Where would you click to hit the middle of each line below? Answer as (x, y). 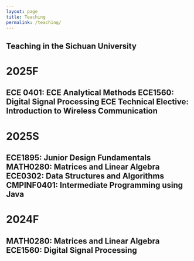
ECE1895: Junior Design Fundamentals (79, 158)
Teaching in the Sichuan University (71, 46)
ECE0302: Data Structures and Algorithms (85, 176)
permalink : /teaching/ (34, 22)
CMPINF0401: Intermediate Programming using (95, 185)
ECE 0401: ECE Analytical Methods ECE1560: (90, 93)
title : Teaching (26, 17)
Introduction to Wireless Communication (82, 111)
